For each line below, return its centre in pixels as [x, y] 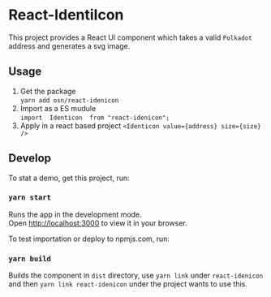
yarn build [30, 258]
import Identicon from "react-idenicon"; [95, 118]
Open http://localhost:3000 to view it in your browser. [98, 223]
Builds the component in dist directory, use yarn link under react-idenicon [136, 275]
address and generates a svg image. [69, 45]
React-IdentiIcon [66, 15]
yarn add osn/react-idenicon [69, 100]
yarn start [30, 198]
